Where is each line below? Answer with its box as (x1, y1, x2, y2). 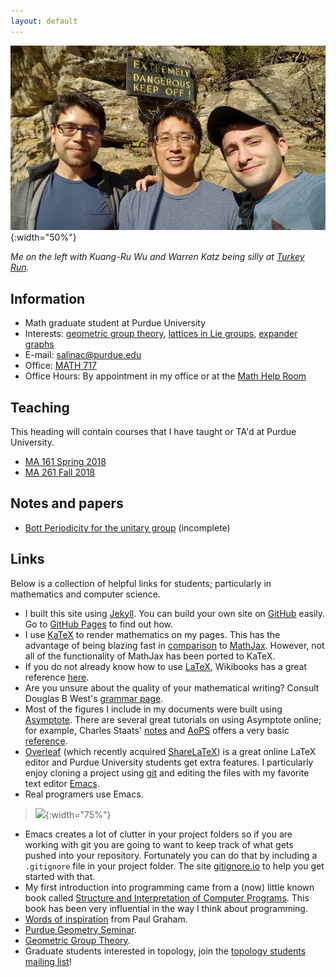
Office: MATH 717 (24, 360, 97, 372)
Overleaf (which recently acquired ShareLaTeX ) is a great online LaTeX (24, 745, 317, 757)
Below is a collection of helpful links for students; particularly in (10, 577, 272, 589)
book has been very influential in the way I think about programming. (24, 902, 308, 914)
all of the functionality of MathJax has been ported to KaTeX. (24, 650, 276, 662)
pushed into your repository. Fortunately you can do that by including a (24, 849, 318, 861)
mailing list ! (24, 955, 72, 967)
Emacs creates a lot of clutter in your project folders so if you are (24, 828, 293, 840)
